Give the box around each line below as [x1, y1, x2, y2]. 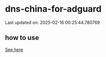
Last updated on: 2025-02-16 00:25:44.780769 [5, 19, 100, 25]
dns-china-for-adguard [5, 3, 102, 15]
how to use [5, 34, 39, 42]
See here [5, 46, 23, 52]
